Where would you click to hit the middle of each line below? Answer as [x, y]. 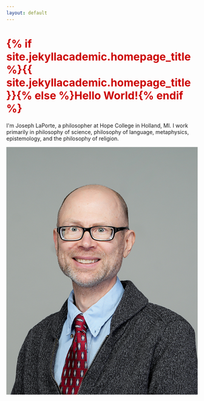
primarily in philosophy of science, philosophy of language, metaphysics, [98, 132]
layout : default [27, 13]
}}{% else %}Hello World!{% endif [95, 95]
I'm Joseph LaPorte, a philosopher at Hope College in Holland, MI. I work [97, 126]
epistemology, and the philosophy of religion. [63, 138]
